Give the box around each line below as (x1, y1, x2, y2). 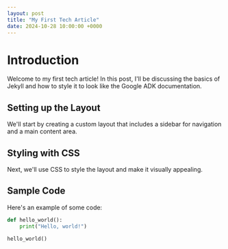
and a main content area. (7, 127, 77, 135)
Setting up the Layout (7, 102, 101, 114)
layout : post (7, 10, 45, 17)
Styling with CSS (7, 147, 80, 159)
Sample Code (7, 185, 66, 197)
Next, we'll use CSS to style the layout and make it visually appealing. (7, 165, 203, 173)
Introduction (7, 52, 79, 68)
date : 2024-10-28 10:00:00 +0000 (7, 23, 103, 29)
